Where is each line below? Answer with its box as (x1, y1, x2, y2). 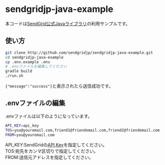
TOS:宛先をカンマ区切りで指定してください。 (5, 148, 98, 154)
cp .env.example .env (5, 59, 50, 64)
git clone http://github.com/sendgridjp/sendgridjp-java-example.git (5, 50, 153, 55)
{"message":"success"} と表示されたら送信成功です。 (5, 83, 113, 89)
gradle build (5, 69, 32, 74)
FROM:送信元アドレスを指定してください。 (5, 155, 93, 161)
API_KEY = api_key (5, 123, 39, 128)
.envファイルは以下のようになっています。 (5, 113, 92, 119)
